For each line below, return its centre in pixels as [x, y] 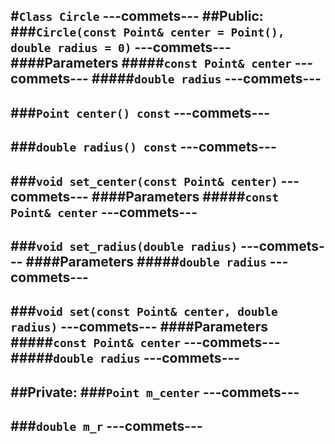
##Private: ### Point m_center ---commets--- [155, 392]
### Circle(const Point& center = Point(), [147, 32]
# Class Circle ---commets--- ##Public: [137, 16]
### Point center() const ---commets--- [140, 112]
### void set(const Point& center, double [144, 311]
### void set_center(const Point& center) [144, 180]
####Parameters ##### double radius [146, 261]
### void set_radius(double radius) [124, 245]
